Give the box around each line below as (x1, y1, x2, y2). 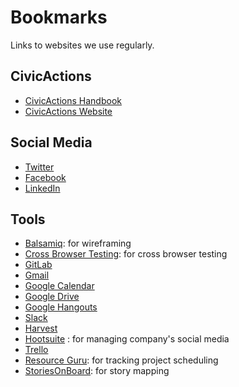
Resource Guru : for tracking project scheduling (24, 354, 219, 366)
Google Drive (24, 291, 80, 303)
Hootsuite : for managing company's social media (24, 333, 230, 345)
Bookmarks (10, 6, 108, 29)
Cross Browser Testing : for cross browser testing (24, 248, 228, 260)
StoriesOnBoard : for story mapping (24, 365, 170, 377)
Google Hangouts (24, 301, 98, 313)
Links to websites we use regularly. (10, 39, 155, 51)
